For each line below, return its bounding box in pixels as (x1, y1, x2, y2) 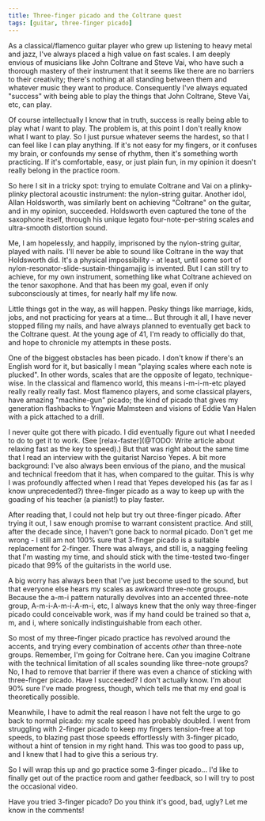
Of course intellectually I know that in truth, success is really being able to (8, 115, 249, 124)
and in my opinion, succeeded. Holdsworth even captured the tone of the (8, 206, 247, 215)
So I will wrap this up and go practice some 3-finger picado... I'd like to (8, 765, 239, 774)
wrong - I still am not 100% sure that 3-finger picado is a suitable (8, 535, 220, 545)
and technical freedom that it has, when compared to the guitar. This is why (8, 469, 255, 479)
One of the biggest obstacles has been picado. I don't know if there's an (8, 353, 244, 363)
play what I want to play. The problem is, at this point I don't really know (8, 124, 242, 133)
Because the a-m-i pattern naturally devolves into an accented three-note (8, 592, 249, 602)
